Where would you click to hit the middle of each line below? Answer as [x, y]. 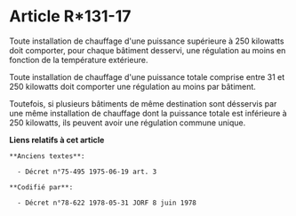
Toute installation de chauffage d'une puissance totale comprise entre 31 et [147, 76]
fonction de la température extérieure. [79, 60]
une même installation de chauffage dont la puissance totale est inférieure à [148, 113]
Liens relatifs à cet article [57, 140]
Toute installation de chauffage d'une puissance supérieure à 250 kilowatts [147, 41]
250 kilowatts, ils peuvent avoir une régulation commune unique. [128, 123]
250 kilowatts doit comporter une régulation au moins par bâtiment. [132, 86]
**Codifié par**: [41, 187]
